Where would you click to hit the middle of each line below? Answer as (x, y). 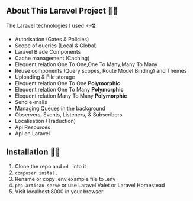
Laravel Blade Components (48, 51)
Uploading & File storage (45, 77)
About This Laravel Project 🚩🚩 (62, 11)
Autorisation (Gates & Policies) (52, 39)
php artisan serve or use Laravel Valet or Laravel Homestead (90, 185)
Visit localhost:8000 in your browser (59, 191)
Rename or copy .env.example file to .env (65, 179)
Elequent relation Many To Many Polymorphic (71, 96)
